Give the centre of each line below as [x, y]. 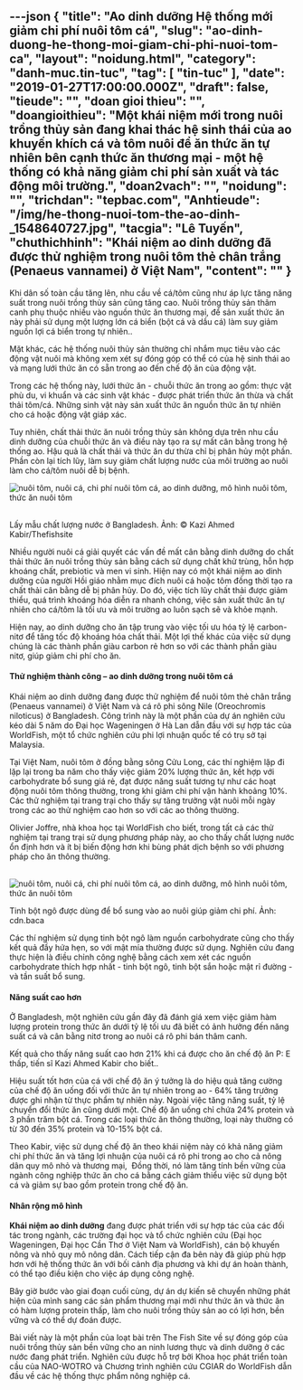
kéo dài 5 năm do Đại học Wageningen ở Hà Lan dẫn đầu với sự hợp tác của [151, 725]
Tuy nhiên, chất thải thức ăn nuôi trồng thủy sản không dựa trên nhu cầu [144, 431]
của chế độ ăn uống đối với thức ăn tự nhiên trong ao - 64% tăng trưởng [144, 1091]
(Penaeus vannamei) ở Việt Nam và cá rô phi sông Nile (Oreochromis [137, 706]
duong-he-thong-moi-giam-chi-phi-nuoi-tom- [144, 45]
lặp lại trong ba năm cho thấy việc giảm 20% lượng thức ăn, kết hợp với [142, 772]
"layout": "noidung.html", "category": [145, 59]
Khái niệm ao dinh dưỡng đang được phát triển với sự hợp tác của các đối [147, 1225]
